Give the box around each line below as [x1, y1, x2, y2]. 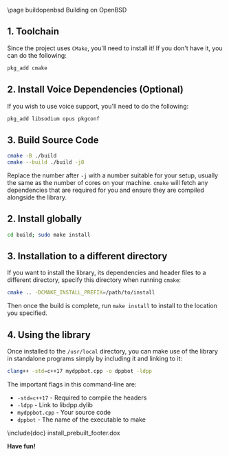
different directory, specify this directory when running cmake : [7, 276, 181, 284]
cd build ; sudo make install [7, 231, 91, 238]
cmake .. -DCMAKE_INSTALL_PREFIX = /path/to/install [7, 289, 155, 296]
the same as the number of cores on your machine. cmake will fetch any [7, 178, 208, 186]
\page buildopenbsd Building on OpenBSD [7, 6, 127, 14]
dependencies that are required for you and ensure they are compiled [7, 186, 204, 194]
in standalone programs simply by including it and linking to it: [7, 354, 182, 363]
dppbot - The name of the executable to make [17, 415, 146, 424]
